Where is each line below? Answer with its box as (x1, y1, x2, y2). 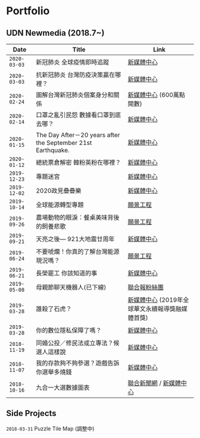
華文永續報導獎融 (133, 305, 182, 313)
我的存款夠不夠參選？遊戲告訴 (35, 359, 120, 367)
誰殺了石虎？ (35, 305, 72, 313)
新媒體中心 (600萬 (127, 91, 180, 99)
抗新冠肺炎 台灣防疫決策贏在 (35, 71, 115, 78)
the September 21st (35, 138, 92, 147)
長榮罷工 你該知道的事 (35, 269, 98, 277)
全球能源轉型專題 (35, 201, 84, 209)
